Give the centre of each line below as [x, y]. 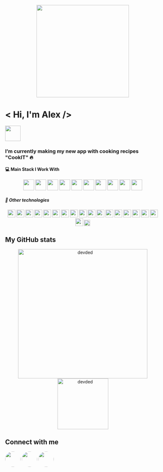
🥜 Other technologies [27, 200]
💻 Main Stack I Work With [33, 169]
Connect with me [32, 442]
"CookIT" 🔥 [19, 157]
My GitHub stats [31, 240]
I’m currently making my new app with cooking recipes [72, 151]
